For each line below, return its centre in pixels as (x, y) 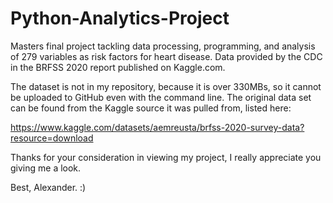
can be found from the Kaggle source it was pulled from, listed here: (151, 108)
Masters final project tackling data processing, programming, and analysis (163, 46)
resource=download (52, 138)
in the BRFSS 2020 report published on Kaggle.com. (118, 67)
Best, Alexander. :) (48, 187)
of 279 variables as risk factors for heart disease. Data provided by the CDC (166, 56)
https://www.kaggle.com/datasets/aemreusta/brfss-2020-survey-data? (157, 127)
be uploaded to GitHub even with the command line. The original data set (161, 97)
